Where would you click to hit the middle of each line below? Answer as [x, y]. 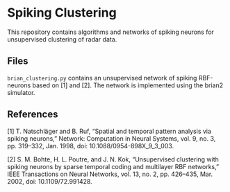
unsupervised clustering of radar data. [62, 39]
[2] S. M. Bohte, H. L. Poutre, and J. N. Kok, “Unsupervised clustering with [113, 159]
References [33, 115]
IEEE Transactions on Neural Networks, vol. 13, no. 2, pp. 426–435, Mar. [110, 174]
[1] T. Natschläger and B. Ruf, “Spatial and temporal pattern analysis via [109, 131]
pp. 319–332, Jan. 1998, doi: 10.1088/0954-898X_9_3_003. [91, 146]
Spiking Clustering [62, 13]
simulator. [21, 92]
